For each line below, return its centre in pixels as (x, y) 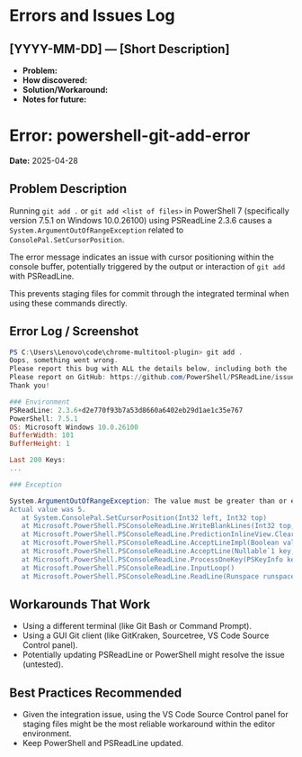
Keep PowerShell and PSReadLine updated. (103, 743)
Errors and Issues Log (92, 16)
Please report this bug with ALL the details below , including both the (148, 369)
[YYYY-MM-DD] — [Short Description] (120, 49)
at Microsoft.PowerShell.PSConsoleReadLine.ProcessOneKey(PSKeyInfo (152, 560)
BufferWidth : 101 (42, 435)
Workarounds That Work (80, 604)
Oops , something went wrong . (64, 360)
